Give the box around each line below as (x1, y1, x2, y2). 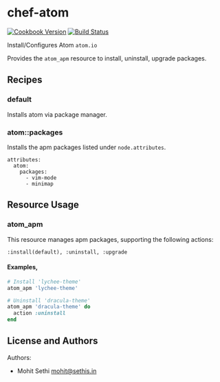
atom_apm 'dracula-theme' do (7, 304, 91, 311)
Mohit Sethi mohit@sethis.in (16, 366, 97, 375)
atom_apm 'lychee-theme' (7, 284, 78, 291)
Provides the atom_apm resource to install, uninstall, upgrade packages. (7, 54, 207, 63)
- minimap (25, 180, 54, 187)
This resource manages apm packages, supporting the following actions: (7, 235, 214, 243)
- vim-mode (25, 174, 57, 181)
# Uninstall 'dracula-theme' (7, 297, 91, 304)
